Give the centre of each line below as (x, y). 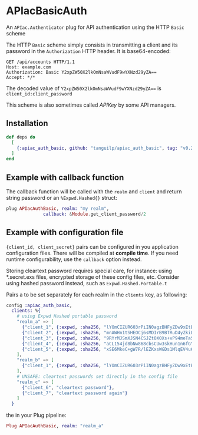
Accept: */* (21, 77)
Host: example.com (29, 67)
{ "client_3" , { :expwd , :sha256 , (61, 338)
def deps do (21, 137)
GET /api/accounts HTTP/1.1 (41, 62)
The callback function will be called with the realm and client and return (94, 191)
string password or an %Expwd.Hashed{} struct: (62, 197)
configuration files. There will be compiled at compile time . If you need (92, 253)
